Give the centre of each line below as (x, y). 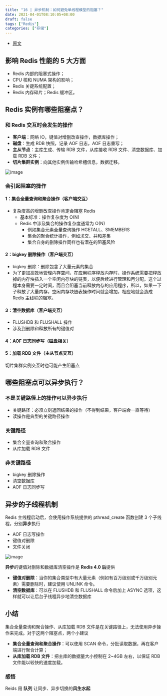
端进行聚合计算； (30, 650)
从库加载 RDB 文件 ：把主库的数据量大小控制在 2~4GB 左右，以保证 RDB (86, 656)
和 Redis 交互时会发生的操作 (39, 125)
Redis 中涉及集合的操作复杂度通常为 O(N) (62, 223)
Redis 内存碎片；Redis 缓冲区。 (45, 92)
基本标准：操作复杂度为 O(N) (49, 217)
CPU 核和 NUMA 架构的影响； (43, 80)
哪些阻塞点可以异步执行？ (44, 383)
